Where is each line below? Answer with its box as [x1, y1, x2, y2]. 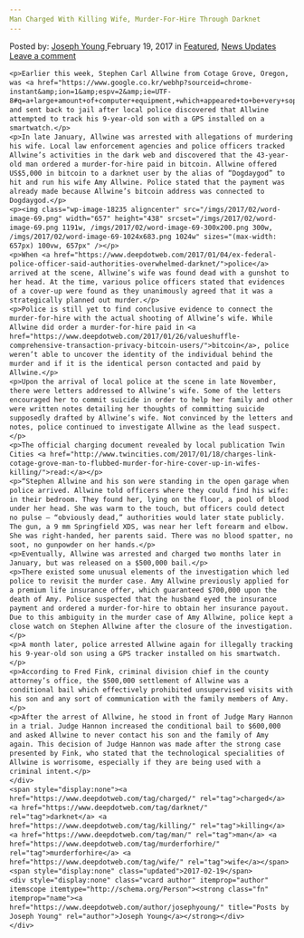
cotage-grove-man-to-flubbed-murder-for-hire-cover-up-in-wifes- [9, 459, 261, 468]
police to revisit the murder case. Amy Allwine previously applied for [9, 576, 290, 585]
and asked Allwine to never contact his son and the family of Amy [9, 730, 270, 740]
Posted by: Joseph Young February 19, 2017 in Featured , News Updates [9, 41, 277, 52]
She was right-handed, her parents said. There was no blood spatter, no [9, 531, 294, 540]
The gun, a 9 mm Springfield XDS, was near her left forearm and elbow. [9, 522, 290, 531]
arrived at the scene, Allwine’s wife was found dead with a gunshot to [9, 268, 290, 277]
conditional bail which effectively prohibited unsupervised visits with [9, 685, 294, 694]
